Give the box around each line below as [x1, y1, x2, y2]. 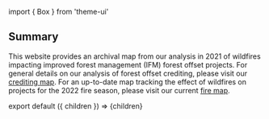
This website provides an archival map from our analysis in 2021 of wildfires [8, 51, 261, 61]
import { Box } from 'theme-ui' [8, 7, 109, 16]
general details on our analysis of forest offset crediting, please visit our [8, 68, 248, 78]
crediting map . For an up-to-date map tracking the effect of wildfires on [8, 76, 247, 87]
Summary [8, 30, 59, 43]
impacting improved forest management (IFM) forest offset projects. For [8, 59, 248, 69]
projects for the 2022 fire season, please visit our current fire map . [8, 85, 230, 95]
